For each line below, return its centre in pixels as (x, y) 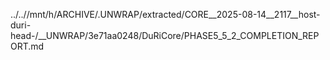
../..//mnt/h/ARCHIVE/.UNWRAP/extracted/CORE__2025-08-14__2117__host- (165, 14)
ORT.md (27, 46)
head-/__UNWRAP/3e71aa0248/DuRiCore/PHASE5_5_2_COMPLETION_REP (165, 35)
